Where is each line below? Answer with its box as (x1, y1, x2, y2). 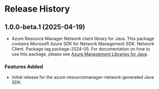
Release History (4, 3, 70, 15)
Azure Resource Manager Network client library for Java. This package (11, 36, 154, 41)
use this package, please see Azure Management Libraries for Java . (11, 51, 148, 57)
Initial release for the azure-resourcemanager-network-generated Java (11, 74, 154, 80)
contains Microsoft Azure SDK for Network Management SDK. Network (11, 41, 154, 47)
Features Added (4, 63, 43, 70)
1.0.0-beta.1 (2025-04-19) (4, 23, 86, 31)
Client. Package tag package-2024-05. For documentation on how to (11, 46, 150, 52)
